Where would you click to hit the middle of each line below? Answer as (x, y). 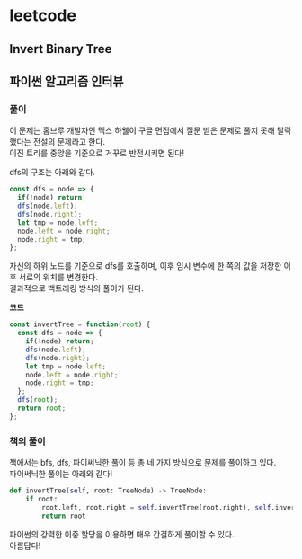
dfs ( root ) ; (38, 400)
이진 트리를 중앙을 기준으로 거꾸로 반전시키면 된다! (97, 153)
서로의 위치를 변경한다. (58, 277)
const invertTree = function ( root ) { (80, 324)
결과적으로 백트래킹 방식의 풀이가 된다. (76, 288)
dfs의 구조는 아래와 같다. (53, 173)
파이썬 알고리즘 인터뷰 (67, 81)
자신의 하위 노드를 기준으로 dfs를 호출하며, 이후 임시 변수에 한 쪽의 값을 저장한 (146, 266)
